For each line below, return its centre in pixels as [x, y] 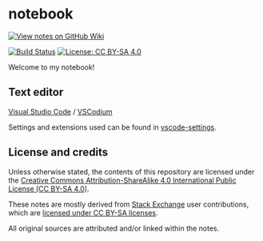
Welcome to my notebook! [52, 67]
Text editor [36, 92]
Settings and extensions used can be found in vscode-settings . [113, 127]
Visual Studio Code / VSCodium [61, 111]
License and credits [58, 153]
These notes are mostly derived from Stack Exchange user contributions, [129, 204]
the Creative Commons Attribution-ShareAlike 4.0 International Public [122, 180]
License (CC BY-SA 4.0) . [49, 188]
